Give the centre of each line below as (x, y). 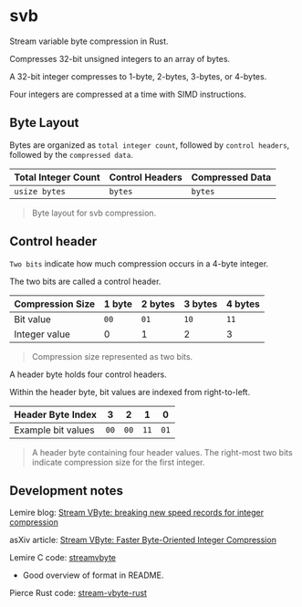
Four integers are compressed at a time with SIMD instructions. (128, 94)
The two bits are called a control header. (85, 281)
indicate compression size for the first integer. (118, 462)
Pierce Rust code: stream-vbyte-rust (78, 593)
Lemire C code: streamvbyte (63, 558)
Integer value (42, 334)
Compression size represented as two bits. (112, 356)
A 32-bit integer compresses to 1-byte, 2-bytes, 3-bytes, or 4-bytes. (138, 76)
